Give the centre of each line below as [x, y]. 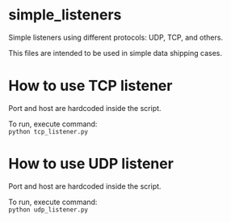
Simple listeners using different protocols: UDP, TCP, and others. [116, 37]
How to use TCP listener [90, 86]
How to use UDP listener [91, 164]
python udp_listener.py [48, 209]
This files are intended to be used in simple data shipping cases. [115, 53]
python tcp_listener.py [48, 131]
